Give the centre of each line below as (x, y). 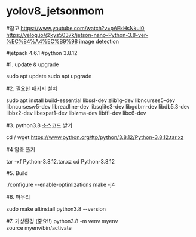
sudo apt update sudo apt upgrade (49, 76)
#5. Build (17, 173)
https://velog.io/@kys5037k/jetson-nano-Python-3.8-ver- (77, 35)
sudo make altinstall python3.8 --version (56, 209)
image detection (99, 41)
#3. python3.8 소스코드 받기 (39, 125)
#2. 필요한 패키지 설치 (32, 88)
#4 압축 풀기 (21, 149)
